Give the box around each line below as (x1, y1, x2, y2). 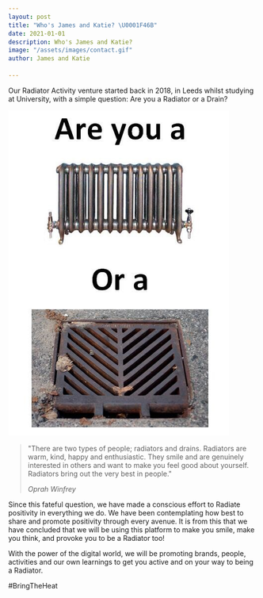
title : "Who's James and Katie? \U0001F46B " (8, 21, 158, 29)
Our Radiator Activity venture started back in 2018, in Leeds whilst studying (8, 86, 254, 95)
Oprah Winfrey (27, 484, 77, 493)
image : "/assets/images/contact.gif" (8, 46, 133, 55)
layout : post (8, 13, 51, 21)
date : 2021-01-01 (8, 29, 66, 37)
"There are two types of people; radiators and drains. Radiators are (27, 443, 247, 453)
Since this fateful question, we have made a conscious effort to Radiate (8, 500, 241, 509)
